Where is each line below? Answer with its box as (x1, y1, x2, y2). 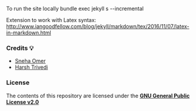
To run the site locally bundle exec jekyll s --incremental (6, 5, 144, 12)
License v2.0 (6, 98, 39, 106)
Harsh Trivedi (14, 64, 48, 71)
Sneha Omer (14, 58, 46, 65)
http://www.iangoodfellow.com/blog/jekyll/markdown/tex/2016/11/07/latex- (6, 23, 189, 30)
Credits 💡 (6, 44, 34, 52)
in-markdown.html (6, 29, 52, 36)
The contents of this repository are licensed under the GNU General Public (6, 92, 190, 99)
